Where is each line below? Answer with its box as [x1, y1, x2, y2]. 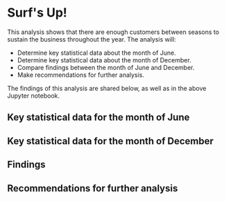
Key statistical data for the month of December [7, 135, 214, 147]
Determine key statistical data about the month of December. [17, 55, 192, 64]
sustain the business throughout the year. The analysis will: [7, 35, 177, 43]
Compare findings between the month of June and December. [17, 63, 195, 71]
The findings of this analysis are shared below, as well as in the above [7, 84, 207, 92]
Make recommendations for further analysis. [17, 71, 144, 79]
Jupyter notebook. [7, 91, 60, 100]
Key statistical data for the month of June [7, 112, 190, 123]
